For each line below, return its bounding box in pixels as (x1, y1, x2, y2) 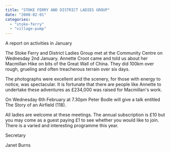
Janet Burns (5, 142, 31, 148)
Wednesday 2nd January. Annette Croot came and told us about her (5, 55, 148, 61)
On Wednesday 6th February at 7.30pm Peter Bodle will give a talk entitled (5, 97, 160, 103)
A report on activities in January (5, 40, 73, 46)
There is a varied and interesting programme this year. (5, 123, 119, 129)
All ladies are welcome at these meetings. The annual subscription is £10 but (5, 112, 165, 118)
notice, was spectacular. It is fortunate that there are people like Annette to (5, 82, 161, 88)
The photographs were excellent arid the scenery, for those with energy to (5, 76, 161, 82)
